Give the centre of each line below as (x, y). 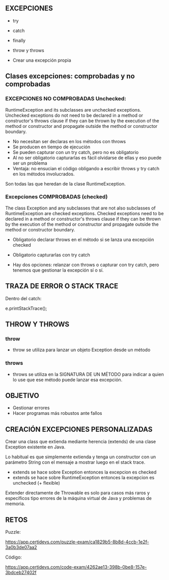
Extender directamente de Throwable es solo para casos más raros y (78, 493)
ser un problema (30, 163)
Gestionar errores (31, 408)
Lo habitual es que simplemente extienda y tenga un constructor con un (81, 457)
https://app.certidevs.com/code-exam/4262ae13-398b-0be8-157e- (76, 567)
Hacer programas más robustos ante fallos (57, 413)
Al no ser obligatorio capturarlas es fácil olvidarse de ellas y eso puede (87, 157)
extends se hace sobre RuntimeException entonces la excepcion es (83, 478)
